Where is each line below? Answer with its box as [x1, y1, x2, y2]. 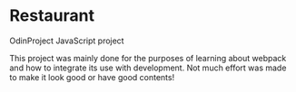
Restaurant [9, 5, 95, 26]
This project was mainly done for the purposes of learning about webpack [9, 52, 287, 63]
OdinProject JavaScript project [9, 35, 124, 46]
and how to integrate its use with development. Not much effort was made [9, 62, 287, 73]
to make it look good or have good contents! [9, 71, 175, 82]
